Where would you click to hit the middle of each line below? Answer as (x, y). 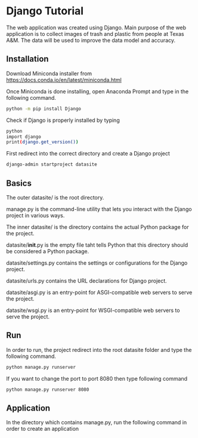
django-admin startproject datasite (52, 165)
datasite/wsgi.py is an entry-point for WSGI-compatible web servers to (93, 310)
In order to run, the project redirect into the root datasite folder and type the (99, 350)
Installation (27, 59)
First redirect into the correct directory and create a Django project (88, 154)
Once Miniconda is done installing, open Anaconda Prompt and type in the (98, 91)
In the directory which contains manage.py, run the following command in (96, 422)
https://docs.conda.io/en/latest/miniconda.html (64, 79)
